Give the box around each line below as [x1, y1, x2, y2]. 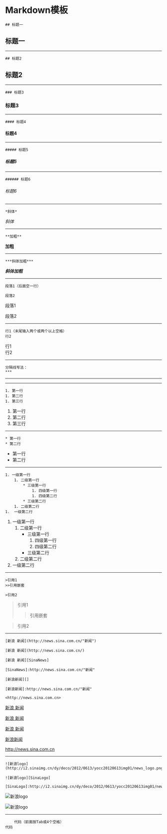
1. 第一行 [5, 388, 23, 393]
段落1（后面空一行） [5, 284, 41, 289]
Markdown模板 [5, 4, 68, 16]
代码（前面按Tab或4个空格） [14, 820, 64, 825]
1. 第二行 [5, 393, 23, 399]
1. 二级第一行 [14, 478, 40, 483]
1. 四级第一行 [31, 488, 57, 493]
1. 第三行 [5, 399, 23, 404]
